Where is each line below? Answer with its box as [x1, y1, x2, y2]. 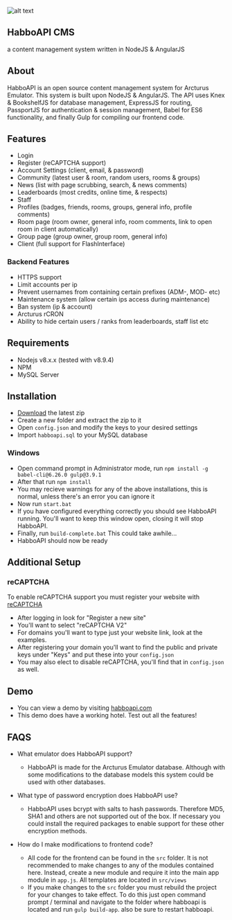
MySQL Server [17, 370, 60, 379]
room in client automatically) [17, 225, 99, 234]
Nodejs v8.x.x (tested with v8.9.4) [17, 356, 114, 364]
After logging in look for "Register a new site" [17, 614, 147, 622]
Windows [7, 448, 40, 458]
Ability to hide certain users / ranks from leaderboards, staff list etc [17, 317, 209, 325]
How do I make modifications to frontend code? [17, 840, 154, 849]
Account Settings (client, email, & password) [17, 166, 144, 175]
